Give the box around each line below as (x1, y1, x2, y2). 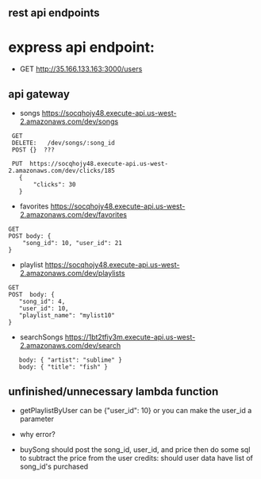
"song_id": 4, (18, 297, 66, 306)
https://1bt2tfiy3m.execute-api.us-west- (64, 332, 196, 342)
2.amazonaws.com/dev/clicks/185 (8, 167, 115, 175)
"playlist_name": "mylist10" (18, 312, 115, 320)
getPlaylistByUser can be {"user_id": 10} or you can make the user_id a (19, 405, 252, 415)
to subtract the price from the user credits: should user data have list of (19, 453, 254, 462)
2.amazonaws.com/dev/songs (19, 117, 119, 126)
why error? (19, 429, 56, 439)
